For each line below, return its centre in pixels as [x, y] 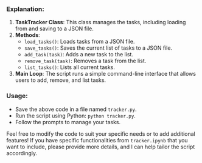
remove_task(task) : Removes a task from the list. [85, 61]
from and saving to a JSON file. [54, 28]
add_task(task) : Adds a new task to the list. [79, 55]
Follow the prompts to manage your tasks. [68, 122]
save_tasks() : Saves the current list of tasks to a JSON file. [98, 48]
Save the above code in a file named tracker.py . [76, 109]
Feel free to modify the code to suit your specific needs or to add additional [101, 134]
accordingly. [22, 153]
